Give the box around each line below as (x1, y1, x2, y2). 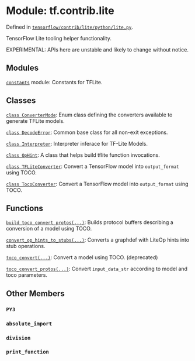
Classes (6, 95, 36, 106)
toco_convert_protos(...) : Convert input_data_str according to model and (6, 265, 188, 273)
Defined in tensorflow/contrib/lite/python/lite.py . (6, 23, 133, 30)
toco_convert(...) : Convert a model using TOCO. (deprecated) (6, 254, 158, 261)
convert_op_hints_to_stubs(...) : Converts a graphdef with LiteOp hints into (6, 236, 190, 243)
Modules (6, 63, 39, 73)
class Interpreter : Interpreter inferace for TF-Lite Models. (6, 140, 148, 147)
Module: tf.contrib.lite (6, 4, 115, 18)
